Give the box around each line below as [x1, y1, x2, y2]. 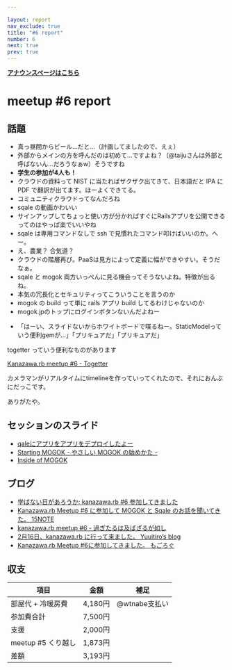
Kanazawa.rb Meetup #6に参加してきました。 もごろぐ [17, 541, 175, 549]
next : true [7, 42, 39, 49]
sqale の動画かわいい [17, 203, 78, 211]
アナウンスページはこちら [7, 69, 80, 76]
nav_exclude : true [7, 22, 60, 30]
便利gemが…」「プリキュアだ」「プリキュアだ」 [29, 331, 163, 339]
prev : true [7, 49, 39, 56]
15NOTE [31, 515, 55, 523]
